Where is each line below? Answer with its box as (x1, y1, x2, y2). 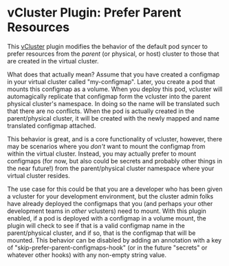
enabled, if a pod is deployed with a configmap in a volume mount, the (7, 214, 206, 222)
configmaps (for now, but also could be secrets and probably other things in (7, 156, 223, 165)
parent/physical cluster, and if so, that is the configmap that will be (7, 229, 196, 237)
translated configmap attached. (7, 121, 96, 130)
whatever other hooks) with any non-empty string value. (7, 250, 167, 259)
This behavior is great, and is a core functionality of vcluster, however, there (7, 134, 222, 143)
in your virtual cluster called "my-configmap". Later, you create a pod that (7, 77, 215, 85)
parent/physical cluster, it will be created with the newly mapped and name (7, 114, 220, 122)
